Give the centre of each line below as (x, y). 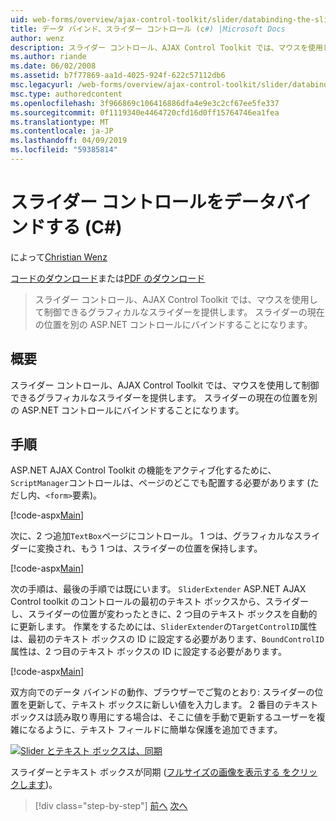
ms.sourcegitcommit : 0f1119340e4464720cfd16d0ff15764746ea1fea (145, 112)
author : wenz (37, 38)
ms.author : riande (48, 57)
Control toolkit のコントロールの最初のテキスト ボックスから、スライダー (159, 602)
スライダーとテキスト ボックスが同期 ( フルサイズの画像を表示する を (151, 772)
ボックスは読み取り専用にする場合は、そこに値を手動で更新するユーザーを (163, 717)
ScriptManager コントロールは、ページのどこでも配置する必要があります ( (160, 483)
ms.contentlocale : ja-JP (62, 131)
